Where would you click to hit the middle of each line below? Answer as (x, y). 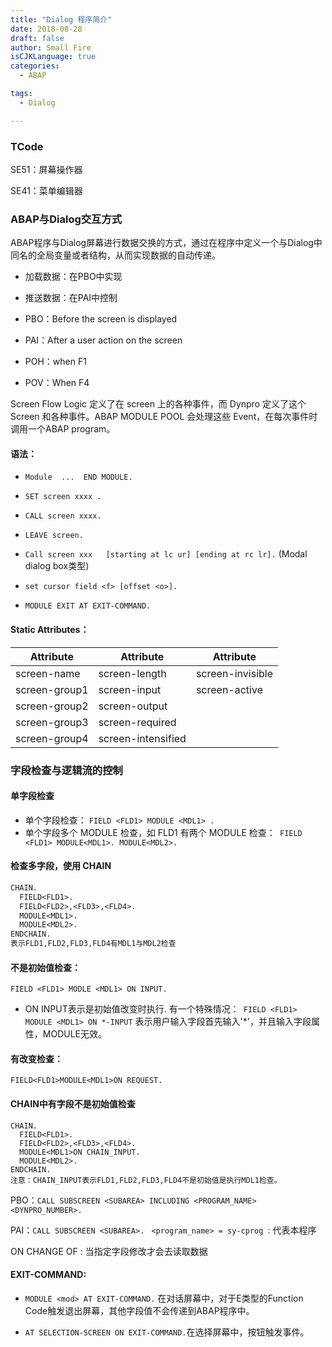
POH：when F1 (55, 362)
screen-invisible (234, 673)
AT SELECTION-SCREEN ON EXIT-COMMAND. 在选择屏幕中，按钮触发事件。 (167, 1332)
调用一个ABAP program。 (63, 429)
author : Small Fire (51, 47)
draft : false (37, 38)
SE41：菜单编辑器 (46, 190)
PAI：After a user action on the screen (103, 340)
